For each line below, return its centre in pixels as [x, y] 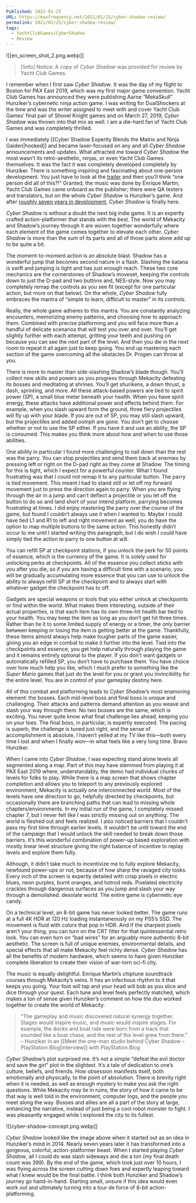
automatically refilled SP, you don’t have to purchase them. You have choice [97, 661]
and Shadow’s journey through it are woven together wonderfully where [93, 226]
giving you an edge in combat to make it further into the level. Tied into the [96, 643]
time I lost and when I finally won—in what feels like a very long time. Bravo [97, 741]
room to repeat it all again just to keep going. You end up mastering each [94, 348]
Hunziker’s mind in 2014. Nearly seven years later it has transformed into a [96, 1144]
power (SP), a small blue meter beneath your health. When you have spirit [95, 397]
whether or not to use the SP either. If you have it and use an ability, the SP [96, 428]
